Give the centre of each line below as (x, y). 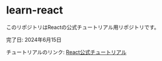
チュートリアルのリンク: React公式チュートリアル (67, 52)
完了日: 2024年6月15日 (34, 39)
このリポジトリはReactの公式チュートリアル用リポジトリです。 (83, 27)
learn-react (35, 10)
